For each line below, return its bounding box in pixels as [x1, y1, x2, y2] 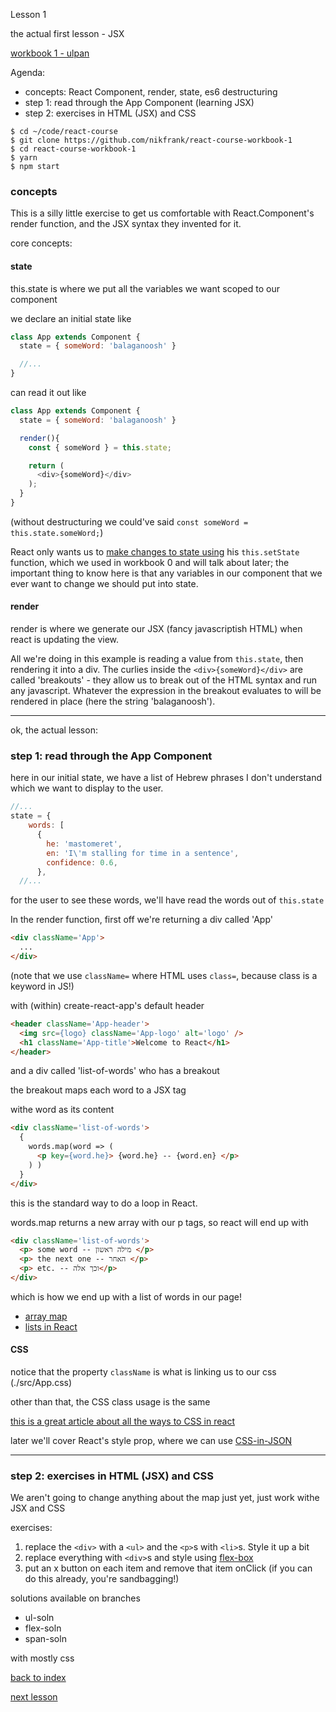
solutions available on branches [10, 1592, 141, 1604]
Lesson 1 [10, 9, 47, 20]
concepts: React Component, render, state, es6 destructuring [24, 86, 278, 98]
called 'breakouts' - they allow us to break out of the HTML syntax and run [10, 674, 317, 686]
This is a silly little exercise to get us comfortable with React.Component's [10, 207, 315, 219]
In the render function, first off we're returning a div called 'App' [10, 914, 273, 926]
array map [24, 1310, 68, 1322]
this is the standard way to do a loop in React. [10, 1197, 198, 1209]
